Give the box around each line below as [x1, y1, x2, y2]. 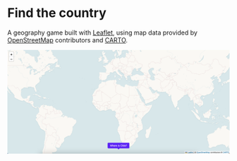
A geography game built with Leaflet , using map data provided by [7, 28, 197, 37]
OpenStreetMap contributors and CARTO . [7, 35, 128, 44]
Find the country [7, 5, 107, 21]
